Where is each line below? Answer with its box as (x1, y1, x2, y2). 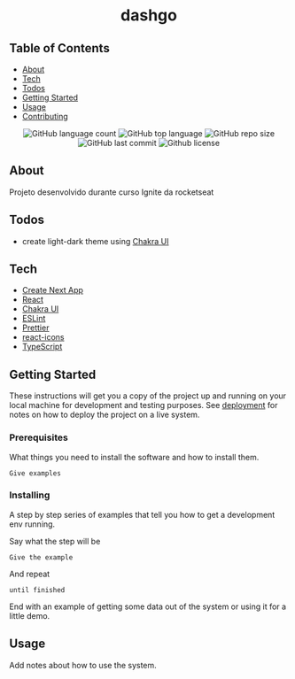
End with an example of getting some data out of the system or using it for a (9, 601, 286, 612)
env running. (9, 519, 56, 529)
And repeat (9, 568, 50, 579)
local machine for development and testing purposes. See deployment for (9, 400, 278, 411)
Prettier (21, 322, 50, 333)
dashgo (120, 5, 177, 26)
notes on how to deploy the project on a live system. (9, 409, 200, 421)
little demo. (9, 610, 50, 621)
